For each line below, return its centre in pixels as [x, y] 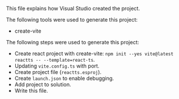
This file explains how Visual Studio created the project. [73, 8]
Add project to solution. [43, 84]
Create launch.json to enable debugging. [64, 78]
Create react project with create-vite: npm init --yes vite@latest [94, 54]
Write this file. [31, 91]
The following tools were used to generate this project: [72, 20]
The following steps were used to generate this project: [73, 42]
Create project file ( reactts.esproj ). [58, 72]
